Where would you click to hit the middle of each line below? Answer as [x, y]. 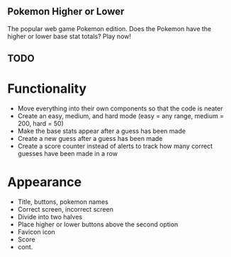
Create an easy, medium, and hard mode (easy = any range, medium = [121, 116]
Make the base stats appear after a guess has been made [102, 131]
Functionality [47, 89]
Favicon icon [36, 232]
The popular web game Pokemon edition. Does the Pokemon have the [109, 28]
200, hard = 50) [40, 124]
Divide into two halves [50, 217]
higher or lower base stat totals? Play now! [69, 36]
